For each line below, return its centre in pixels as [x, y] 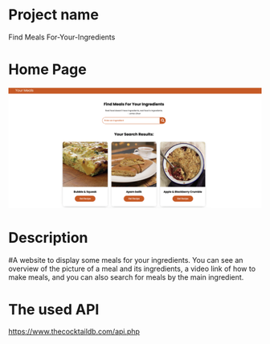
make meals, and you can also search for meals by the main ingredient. [126, 277]
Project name [53, 15]
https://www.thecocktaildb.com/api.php [74, 332]
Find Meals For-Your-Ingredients [62, 37]
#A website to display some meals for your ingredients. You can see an [126, 260]
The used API [54, 309]
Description [48, 238]
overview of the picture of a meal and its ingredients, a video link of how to [132, 268]
